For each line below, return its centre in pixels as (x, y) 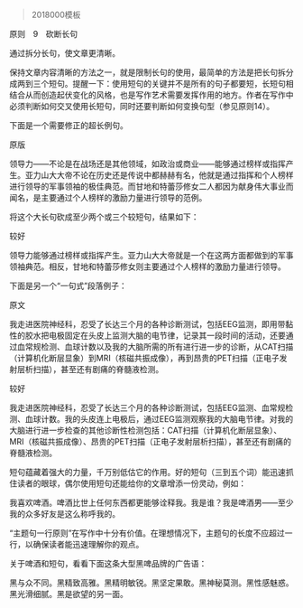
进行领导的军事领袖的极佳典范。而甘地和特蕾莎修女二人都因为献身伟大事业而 (151, 187)
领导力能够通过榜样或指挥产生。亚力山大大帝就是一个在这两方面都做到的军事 (151, 256)
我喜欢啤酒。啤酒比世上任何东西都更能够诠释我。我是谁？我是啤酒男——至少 (151, 503)
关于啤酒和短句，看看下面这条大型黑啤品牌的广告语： (108, 564)
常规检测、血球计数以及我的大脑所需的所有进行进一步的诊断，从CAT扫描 (159, 347)
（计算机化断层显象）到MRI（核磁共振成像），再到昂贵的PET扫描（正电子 (144, 358)
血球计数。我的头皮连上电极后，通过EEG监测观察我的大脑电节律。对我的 (159, 419)
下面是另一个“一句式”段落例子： (69, 286)
